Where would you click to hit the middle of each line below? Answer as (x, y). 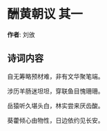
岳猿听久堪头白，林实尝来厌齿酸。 (56, 105)
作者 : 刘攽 (21, 34)
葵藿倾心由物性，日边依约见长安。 (56, 120)
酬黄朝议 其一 (45, 14)
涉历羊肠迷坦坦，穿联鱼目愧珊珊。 (56, 91)
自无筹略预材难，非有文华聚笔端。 (56, 76)
